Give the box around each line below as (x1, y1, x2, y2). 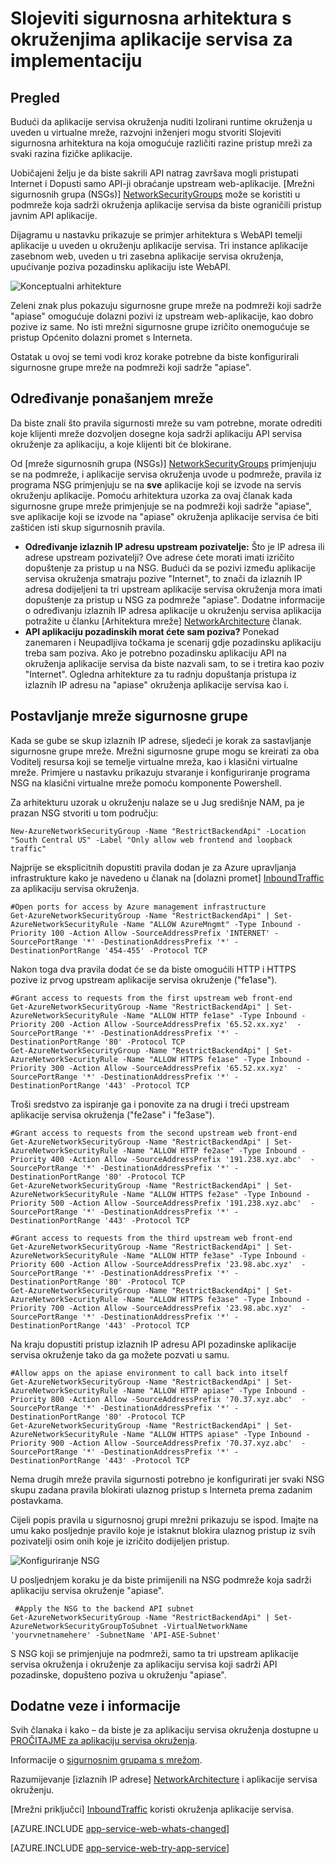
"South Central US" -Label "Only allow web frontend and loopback (10, 835, 293, 845)
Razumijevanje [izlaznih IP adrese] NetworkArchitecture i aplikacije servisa (10, 1773, 318, 1786)
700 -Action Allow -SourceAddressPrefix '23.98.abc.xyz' (50, 1303, 293, 1313)
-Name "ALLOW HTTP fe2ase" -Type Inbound (121, 1145, 298, 1156)
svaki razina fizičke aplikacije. (10, 148, 133, 159)
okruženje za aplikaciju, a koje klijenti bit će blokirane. (10, 438, 232, 450)
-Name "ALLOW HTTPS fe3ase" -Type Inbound (121, 1294, 302, 1304)
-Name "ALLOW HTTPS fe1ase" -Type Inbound (121, 1054, 302, 1064)
